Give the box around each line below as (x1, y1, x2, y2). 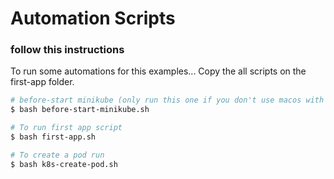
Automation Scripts (10, 7, 176, 30)
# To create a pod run (10, 150, 105, 160)
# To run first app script (10, 123, 123, 133)
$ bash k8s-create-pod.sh (10, 159, 118, 169)
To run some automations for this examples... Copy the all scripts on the (10, 65, 307, 77)
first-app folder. (10, 76, 75, 88)
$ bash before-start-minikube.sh (10, 105, 150, 115)
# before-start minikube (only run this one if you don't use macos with (10, 95, 325, 106)
